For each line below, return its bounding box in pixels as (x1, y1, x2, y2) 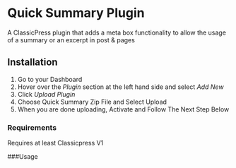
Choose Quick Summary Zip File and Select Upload (17, 97, 167, 106)
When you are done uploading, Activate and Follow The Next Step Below (17, 104, 230, 114)
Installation (7, 56, 58, 68)
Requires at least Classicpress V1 (7, 139, 104, 148)
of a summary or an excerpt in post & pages (7, 35, 136, 44)
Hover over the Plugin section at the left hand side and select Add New (17, 83, 224, 91)
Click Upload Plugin (17, 90, 76, 98)
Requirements (7, 122, 57, 132)
